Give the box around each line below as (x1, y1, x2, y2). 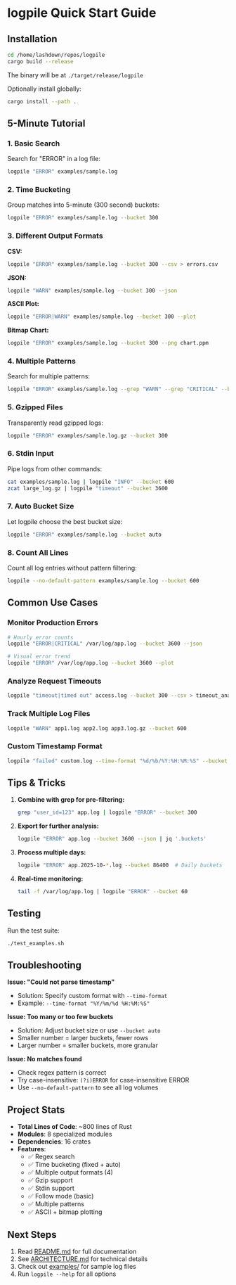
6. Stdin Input (7, 449, 54, 459)
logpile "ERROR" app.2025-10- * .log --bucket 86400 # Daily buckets (17, 862, 223, 869)
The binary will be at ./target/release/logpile (7, 70, 144, 79)
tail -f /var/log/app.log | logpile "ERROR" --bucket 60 (17, 888, 188, 895)
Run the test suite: (7, 926, 60, 935)
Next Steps (7, 1229, 57, 1241)
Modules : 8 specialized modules (17, 1130, 112, 1139)
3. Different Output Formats (7, 231, 103, 241)
